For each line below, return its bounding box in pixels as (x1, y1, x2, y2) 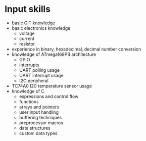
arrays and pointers (19, 104, 59, 110)
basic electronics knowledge (11, 25, 71, 31)
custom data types (19, 130, 58, 136)
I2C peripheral (19, 78, 49, 84)
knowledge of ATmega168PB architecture (11, 51, 97, 57)
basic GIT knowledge (11, 20, 55, 26)
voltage (19, 30, 35, 36)
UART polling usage (19, 67, 60, 73)
